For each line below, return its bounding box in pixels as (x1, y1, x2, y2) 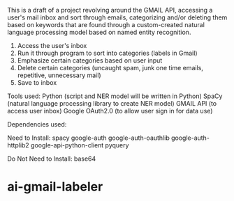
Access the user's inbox (17, 42, 87, 49)
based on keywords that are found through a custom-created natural (7, 21, 205, 29)
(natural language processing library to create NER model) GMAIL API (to (7, 99, 217, 107)
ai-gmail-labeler (7, 179, 103, 195)
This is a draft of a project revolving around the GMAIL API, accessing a (7, 6, 213, 14)
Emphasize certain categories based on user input (17, 56, 163, 65)
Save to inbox (17, 79, 57, 86)
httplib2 (7, 141, 29, 149)
